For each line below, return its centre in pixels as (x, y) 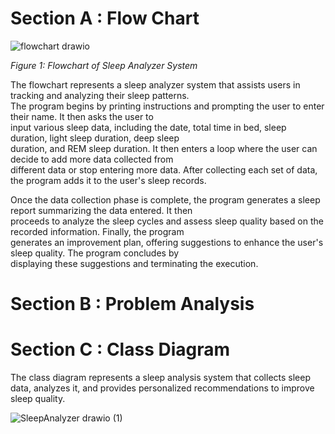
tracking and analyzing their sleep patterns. (100, 95)
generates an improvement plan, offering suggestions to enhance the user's (167, 242)
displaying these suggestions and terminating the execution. (134, 263)
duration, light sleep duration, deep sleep (95, 138)
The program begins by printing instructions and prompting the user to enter (167, 106)
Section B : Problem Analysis (132, 304)
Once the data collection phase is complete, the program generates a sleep (165, 199)
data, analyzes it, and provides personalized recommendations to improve (162, 388)
